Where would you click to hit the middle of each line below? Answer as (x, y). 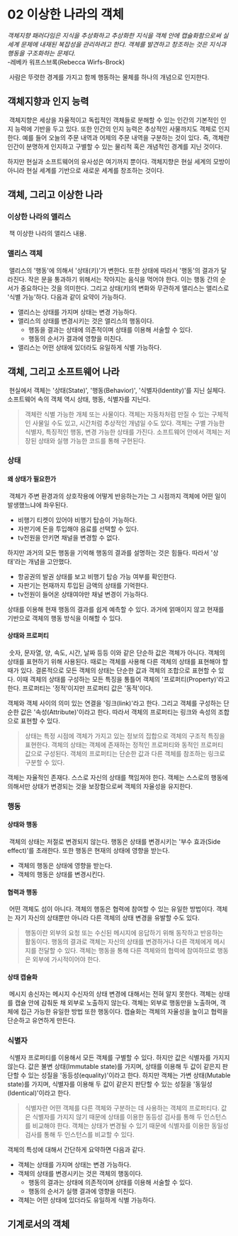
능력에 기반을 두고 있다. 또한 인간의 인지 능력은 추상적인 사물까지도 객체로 (116, 129)
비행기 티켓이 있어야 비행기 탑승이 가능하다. (77, 520)
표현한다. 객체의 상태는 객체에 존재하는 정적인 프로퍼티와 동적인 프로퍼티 (124, 745)
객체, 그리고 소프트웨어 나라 (64, 372)
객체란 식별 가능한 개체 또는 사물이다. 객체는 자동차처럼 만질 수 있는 (117, 414)
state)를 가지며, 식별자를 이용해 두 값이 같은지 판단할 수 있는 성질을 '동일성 (110, 1084)
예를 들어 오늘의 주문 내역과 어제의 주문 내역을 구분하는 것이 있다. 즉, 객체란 (126, 137)
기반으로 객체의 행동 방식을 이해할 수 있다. (65, 618)
